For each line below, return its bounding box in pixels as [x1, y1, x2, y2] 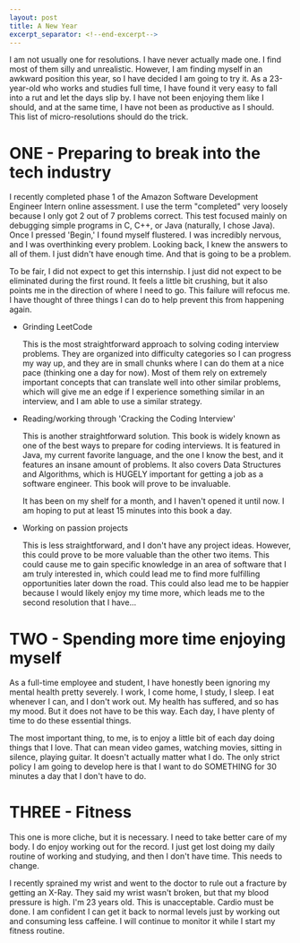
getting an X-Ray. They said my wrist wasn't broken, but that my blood [9, 887, 269, 898]
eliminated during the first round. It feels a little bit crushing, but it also [9, 275, 269, 287]
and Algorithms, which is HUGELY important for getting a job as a [21, 469, 264, 480]
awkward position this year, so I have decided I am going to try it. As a [9, 74, 268, 84]
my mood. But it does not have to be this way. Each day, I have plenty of [9, 705, 275, 717]
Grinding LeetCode [21, 322, 93, 333]
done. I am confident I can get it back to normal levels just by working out [9, 906, 280, 917]
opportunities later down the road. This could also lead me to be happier [21, 578, 289, 589]
